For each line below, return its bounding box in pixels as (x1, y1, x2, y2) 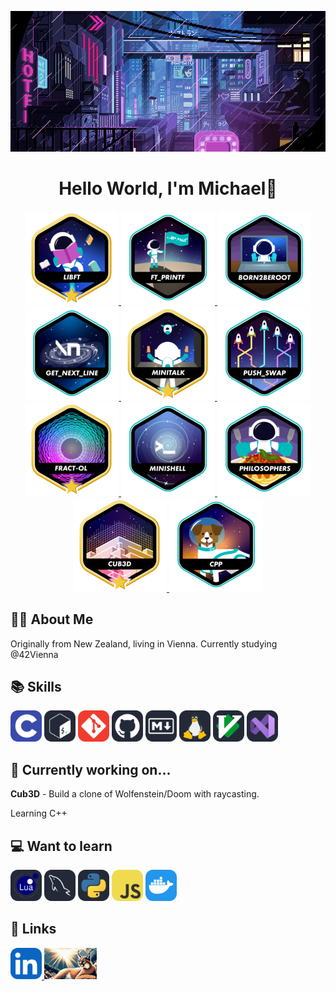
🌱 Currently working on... (10, 761, 172, 778)
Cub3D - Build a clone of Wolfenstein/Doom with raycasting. (10, 788, 260, 800)
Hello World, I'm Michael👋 (58, 177, 278, 200)
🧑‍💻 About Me (10, 611, 94, 628)
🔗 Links (10, 921, 57, 938)
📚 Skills (10, 678, 62, 695)
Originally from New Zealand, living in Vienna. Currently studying (10, 637, 278, 650)
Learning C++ (10, 807, 68, 820)
